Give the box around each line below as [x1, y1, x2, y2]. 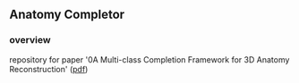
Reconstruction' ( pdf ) [9, 63, 89, 74]
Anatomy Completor [9, 7, 125, 22]
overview [9, 34, 51, 46]
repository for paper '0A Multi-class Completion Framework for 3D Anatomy [9, 54, 290, 65]
